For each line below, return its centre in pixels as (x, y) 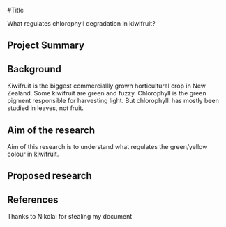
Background (34, 69)
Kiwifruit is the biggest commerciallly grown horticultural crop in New (107, 86)
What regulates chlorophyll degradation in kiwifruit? (81, 23)
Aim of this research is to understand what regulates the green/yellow (107, 147)
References (33, 199)
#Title (16, 10)
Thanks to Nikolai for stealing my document (70, 217)
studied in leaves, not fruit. (45, 108)
